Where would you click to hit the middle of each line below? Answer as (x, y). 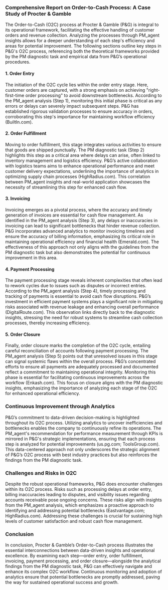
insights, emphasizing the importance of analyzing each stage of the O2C (81, 388)
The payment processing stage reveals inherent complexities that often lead (84, 280)
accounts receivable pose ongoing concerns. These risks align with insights (83, 500)
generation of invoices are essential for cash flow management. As (74, 215)
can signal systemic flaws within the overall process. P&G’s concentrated (80, 361)
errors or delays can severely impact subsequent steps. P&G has (72, 106)
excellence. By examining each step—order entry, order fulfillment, (74, 556)
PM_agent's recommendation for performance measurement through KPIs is (84, 433)
